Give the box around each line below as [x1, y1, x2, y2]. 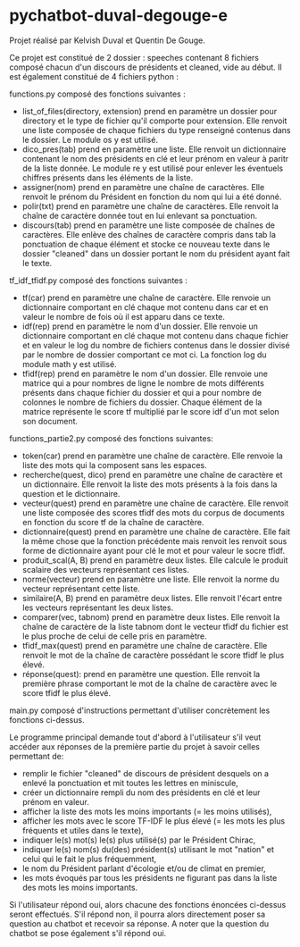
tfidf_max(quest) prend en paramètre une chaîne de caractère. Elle [21, 640, 268, 650]
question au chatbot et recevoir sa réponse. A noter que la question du [9, 918, 270, 929]
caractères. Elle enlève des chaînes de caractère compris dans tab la [21, 229, 277, 239]
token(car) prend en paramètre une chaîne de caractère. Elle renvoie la [21, 450, 283, 461]
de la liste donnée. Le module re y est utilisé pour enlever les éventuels [21, 163, 284, 173]
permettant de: [9, 750, 64, 761]
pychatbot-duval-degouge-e [9, 5, 229, 26]
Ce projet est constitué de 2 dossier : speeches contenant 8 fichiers [9, 52, 259, 63]
